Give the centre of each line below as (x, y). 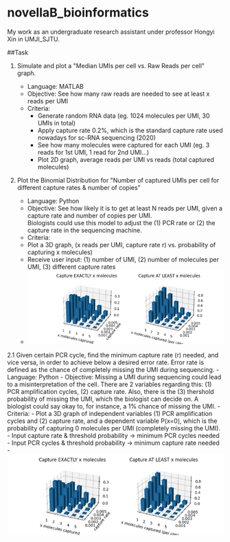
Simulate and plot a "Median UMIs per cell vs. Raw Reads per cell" (111, 65)
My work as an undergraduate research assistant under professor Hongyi (111, 32)
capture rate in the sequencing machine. (84, 230)
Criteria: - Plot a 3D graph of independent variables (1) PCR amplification (110, 414)
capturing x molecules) (60, 252)
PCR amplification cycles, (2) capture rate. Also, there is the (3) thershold (111, 392)
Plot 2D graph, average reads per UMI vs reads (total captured (126, 159)
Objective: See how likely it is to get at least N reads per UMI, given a (125, 208)
